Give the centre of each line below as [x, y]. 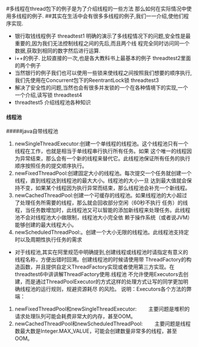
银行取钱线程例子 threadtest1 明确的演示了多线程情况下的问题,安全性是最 [103, 36]
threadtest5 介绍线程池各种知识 [53, 102]
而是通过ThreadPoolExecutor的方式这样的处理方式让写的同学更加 [104, 281]
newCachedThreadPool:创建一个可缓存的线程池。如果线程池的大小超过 [101, 195]
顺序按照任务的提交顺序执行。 [51, 166]
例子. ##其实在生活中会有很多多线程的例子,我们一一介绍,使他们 [108, 16]
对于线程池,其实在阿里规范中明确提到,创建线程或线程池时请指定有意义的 [101, 252]
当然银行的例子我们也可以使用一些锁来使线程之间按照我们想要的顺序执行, [103, 73]
